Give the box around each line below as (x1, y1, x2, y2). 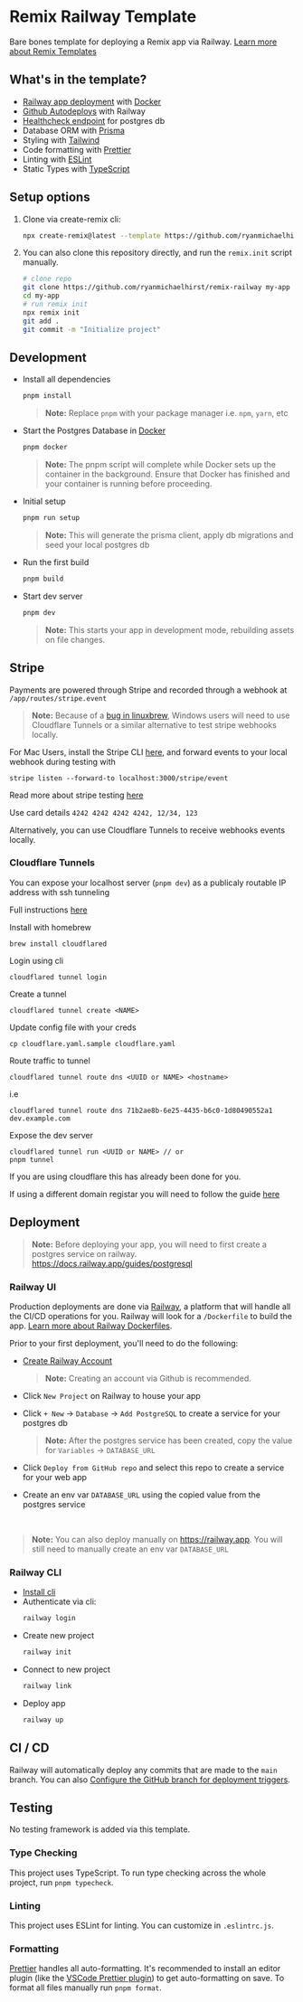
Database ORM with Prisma (22, 125, 125, 136)
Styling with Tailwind (22, 134, 100, 146)
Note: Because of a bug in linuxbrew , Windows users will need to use (31, 710, 290, 721)
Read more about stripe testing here (9, 789, 144, 800)
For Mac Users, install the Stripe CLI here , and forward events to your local (9, 746, 288, 757)
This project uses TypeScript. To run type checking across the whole (9, 1867, 267, 1878)
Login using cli (9, 955, 64, 966)
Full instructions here (9, 904, 88, 915)
